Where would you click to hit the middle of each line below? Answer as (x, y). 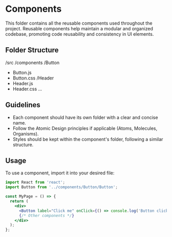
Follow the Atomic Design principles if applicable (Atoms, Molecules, (85, 128)
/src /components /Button (33, 63)
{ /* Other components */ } (46, 215)
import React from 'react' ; (35, 183)
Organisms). (26, 133)
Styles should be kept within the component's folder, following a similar (88, 139)
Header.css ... (27, 89)
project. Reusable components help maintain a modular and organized (79, 28)
